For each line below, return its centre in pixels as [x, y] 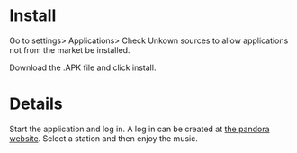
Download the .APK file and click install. [83, 67]
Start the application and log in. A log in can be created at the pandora [139, 129]
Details [36, 104]
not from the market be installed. [70, 49]
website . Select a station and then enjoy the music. [103, 138]
